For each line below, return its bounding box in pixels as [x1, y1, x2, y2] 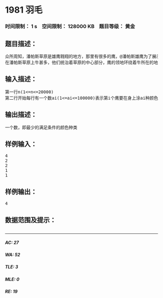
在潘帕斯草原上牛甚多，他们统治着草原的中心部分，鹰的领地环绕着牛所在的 [5, 59, 154, 65]
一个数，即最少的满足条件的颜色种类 [5, 124, 78, 130]
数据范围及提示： [5, 216, 56, 224]
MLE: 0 [5, 276, 19, 282]
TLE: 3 [5, 264, 18, 270]
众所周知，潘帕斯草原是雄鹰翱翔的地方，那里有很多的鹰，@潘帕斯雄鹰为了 [5, 53, 152, 59]
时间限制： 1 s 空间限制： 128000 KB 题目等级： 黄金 [5, 23, 135, 30]
